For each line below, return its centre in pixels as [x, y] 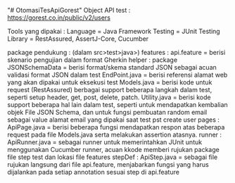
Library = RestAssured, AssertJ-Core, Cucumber [78, 39]
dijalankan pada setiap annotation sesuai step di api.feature [93, 172]
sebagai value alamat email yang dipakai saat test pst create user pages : [114, 120]
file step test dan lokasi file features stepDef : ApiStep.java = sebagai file [113, 157]
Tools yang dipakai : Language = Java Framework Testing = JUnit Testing [114, 31]
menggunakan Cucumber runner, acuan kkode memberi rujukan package [113, 150]
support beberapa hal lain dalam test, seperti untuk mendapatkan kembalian [118, 105]
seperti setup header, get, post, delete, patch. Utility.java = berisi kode [109, 97]
